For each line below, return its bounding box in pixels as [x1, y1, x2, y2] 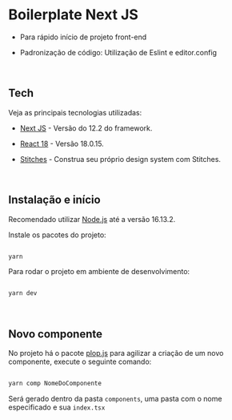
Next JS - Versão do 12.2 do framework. [19, 123, 153, 133]
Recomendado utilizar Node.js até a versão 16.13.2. [8, 214, 176, 224]
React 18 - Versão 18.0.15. [19, 139, 104, 148]
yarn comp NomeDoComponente [8, 379, 102, 388]
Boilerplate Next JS [8, 6, 138, 24]
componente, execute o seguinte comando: [8, 357, 152, 366]
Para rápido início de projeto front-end [19, 32, 147, 42]
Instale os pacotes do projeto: [8, 230, 106, 240]
